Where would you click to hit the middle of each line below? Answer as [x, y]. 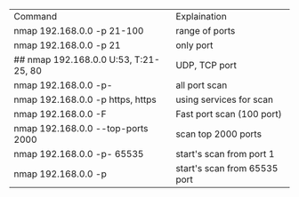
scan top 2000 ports [219, 134]
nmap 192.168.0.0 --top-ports [81, 128]
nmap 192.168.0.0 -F [60, 114]
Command [36, 16]
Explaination [201, 16]
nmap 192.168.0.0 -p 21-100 [79, 31]
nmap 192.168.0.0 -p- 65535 [79, 154]
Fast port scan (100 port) [229, 114]
